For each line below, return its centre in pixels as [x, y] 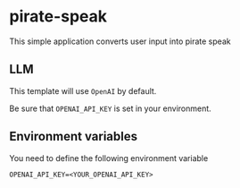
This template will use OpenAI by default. [83, 90]
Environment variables [74, 137]
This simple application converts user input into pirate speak [120, 41]
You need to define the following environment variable [109, 158]
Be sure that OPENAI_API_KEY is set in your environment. [110, 108]
